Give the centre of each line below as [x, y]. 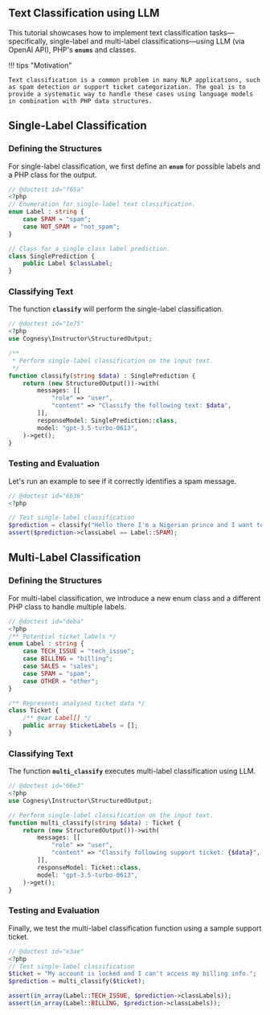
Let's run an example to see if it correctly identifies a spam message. [123, 481]
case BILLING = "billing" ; [68, 659]
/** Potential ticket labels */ [62, 636]
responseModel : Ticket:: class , [90, 867]
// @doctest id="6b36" [46, 496]
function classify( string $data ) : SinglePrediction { [102, 376]
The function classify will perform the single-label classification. [116, 309]
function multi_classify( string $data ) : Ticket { [95, 823]
